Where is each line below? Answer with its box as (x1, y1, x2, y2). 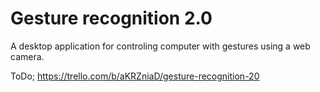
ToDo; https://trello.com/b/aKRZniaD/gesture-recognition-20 (10, 70, 260, 82)
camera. (10, 50, 45, 62)
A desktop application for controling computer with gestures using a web (10, 40, 311, 52)
